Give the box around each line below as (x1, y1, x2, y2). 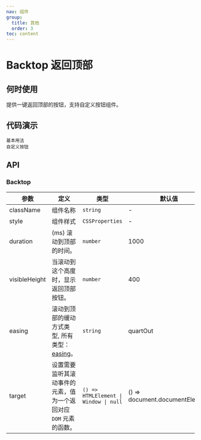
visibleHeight (9, 275, 46, 284)
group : (6, 14, 23, 20)
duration (9, 237, 33, 245)
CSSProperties (82, 217, 123, 224)
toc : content (6, 31, 39, 37)
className (9, 205, 41, 214)
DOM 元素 (51, 414, 75, 423)
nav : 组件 (6, 8, 29, 15)
